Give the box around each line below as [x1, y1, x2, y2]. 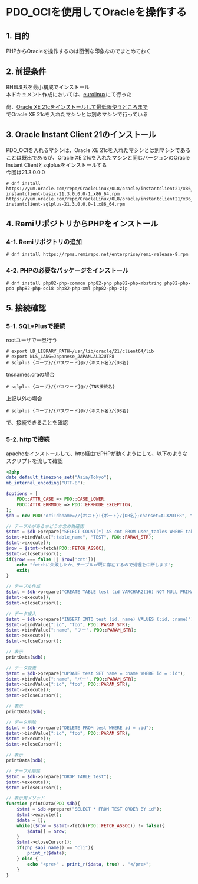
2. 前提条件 [6, 66, 47, 77]
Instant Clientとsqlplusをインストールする [6, 161, 107, 169]
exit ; [16, 567, 31, 574]
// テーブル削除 [6, 768, 41, 774]
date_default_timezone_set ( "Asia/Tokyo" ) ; [6, 474, 112, 481]
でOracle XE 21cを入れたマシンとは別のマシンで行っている [6, 111, 148, 118]
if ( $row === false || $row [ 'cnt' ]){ [6, 556, 96, 562]
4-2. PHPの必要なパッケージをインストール [6, 267, 129, 275]
